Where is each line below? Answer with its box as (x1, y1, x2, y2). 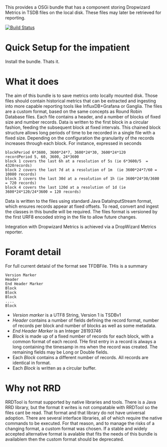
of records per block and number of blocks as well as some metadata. (12, 322, 157, 329)
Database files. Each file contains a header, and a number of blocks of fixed (5, 113, 161, 119)
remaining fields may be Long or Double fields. (12, 349, 109, 355)
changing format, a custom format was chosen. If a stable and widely (5, 426, 148, 432)
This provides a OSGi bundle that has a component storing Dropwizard (5, 4, 151, 10)
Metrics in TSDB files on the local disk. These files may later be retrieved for (5, 9, 162, 15)
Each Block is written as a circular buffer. (12, 365, 97, 371)
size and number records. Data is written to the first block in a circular (5, 119, 149, 125)
